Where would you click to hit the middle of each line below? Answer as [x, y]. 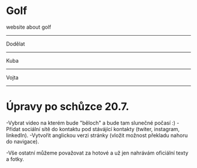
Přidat [13, 129]
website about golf [29, 27]
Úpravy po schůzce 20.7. [68, 107]
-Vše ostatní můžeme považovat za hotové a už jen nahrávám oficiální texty [97, 153]
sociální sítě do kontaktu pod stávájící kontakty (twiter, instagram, [101, 129]
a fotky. [15, 159]
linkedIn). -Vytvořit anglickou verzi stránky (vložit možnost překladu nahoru [97, 135]
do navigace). [23, 141]
